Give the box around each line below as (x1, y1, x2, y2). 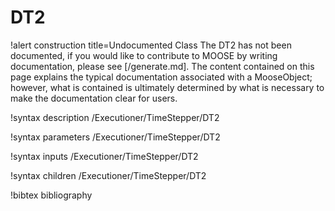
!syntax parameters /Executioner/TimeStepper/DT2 (10, 131, 221, 143)
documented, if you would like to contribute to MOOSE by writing (10, 49, 278, 61)
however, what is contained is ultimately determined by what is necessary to (10, 81, 325, 93)
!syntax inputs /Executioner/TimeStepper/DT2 (10, 150, 199, 162)
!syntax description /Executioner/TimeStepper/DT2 (10, 111, 220, 123)
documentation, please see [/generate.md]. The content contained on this (10, 60, 315, 72)
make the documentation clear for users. (10, 92, 178, 104)
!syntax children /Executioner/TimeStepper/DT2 (10, 169, 207, 181)
